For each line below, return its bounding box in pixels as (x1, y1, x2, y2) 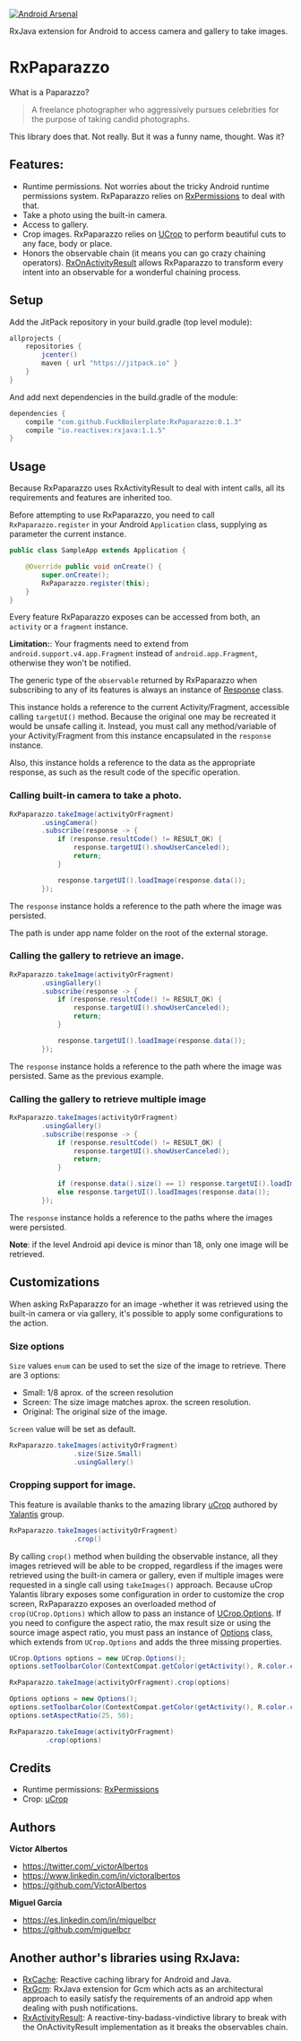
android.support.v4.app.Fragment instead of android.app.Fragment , (9, 648, 258, 659)
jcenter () (41, 351, 78, 360)
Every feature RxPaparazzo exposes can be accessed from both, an (9, 612, 261, 622)
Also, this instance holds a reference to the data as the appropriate (9, 758, 255, 769)
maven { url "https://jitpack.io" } (41, 359, 178, 368)
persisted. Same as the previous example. (9, 1070, 164, 1081)
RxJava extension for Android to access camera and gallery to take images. (9, 26, 288, 36)
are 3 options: (9, 1369, 61, 1380)
